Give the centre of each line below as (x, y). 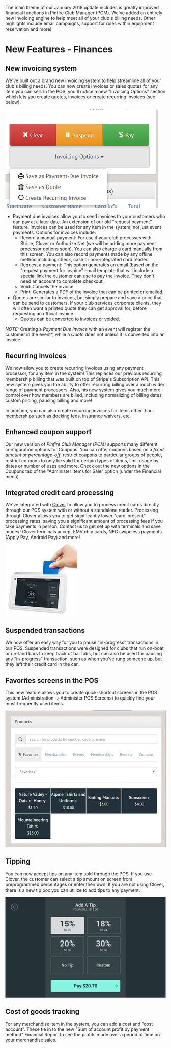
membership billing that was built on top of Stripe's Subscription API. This (82, 379)
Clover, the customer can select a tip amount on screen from (69, 879)
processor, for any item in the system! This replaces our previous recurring (83, 373)
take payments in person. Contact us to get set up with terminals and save (83, 526)
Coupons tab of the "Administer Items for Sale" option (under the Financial (83, 471)
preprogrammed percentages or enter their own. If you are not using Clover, (85, 884)
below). (13, 102)
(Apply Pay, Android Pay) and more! (43, 538)
